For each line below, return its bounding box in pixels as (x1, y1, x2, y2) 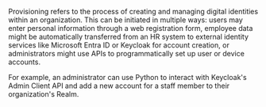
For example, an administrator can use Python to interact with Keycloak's (8, 73, 248, 82)
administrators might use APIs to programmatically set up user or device (8, 49, 245, 58)
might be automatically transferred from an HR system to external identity (8, 32, 249, 41)
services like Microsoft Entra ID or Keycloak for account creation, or (8, 40, 230, 50)
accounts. (8, 57, 41, 67)
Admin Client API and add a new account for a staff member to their (8, 81, 230, 90)
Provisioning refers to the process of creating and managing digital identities (8, 7, 259, 16)
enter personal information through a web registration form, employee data (8, 24, 253, 32)
